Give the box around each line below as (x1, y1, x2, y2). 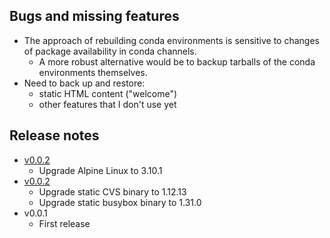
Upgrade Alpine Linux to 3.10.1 (38, 164, 163, 176)
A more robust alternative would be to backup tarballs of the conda (38, 55, 316, 68)
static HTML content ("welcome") (38, 87, 178, 99)
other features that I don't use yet (38, 98, 177, 110)
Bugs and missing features (9, 8, 180, 25)
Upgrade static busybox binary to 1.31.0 (38, 196, 202, 208)
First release (38, 217, 91, 229)
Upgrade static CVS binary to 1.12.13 (38, 185, 187, 198)
